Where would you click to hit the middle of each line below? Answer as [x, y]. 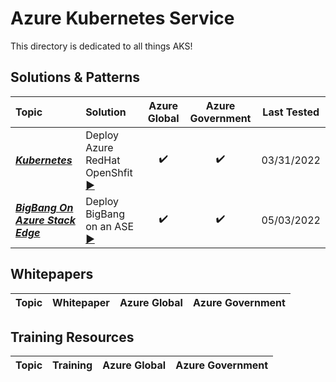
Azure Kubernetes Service [122, 18]
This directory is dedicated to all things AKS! [101, 46]
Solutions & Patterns [75, 77]
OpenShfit [109, 172]
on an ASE [110, 226]
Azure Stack [45, 220]
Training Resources [72, 337]
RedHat [103, 160]
